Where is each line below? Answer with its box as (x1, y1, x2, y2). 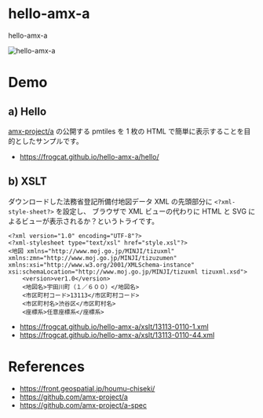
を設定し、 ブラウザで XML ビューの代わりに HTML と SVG (56, 206, 247, 216)
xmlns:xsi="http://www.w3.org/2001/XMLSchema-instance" (8, 261, 195, 269)
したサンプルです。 (21, 136, 84, 145)
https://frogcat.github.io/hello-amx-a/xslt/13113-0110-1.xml (19, 321, 210, 331)
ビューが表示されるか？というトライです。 (21, 216, 159, 225)
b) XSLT (8, 174, 47, 189)
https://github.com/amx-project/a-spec (19, 400, 148, 409)
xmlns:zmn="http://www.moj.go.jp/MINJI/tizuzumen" (8, 254, 177, 262)
